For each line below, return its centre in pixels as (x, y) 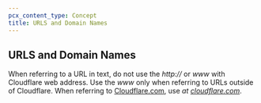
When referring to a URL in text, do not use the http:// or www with (117, 74)
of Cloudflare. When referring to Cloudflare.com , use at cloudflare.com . (125, 91)
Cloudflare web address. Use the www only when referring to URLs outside (131, 82)
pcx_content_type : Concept (53, 15)
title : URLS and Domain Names (58, 23)
